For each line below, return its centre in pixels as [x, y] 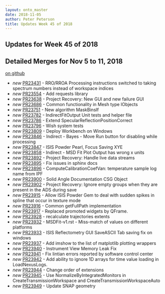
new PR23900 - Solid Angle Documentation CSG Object [70, 179]
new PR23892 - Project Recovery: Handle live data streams [73, 158]
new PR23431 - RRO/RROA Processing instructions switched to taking [84, 83]
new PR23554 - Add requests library [50, 94]
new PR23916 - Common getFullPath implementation [67, 206]
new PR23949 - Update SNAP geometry [54, 286]
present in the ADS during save [44, 190]
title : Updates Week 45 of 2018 [39, 24]
